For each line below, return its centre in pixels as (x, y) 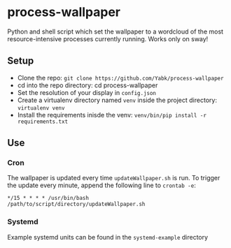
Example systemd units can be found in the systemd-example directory (108, 237)
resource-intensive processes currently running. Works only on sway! (108, 38)
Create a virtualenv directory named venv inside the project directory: (117, 100)
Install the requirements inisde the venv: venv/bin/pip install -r (112, 115)
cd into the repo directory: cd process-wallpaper (87, 85)
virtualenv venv (41, 108)
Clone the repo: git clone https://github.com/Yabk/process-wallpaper (120, 78)
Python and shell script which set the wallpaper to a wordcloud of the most (115, 31)
